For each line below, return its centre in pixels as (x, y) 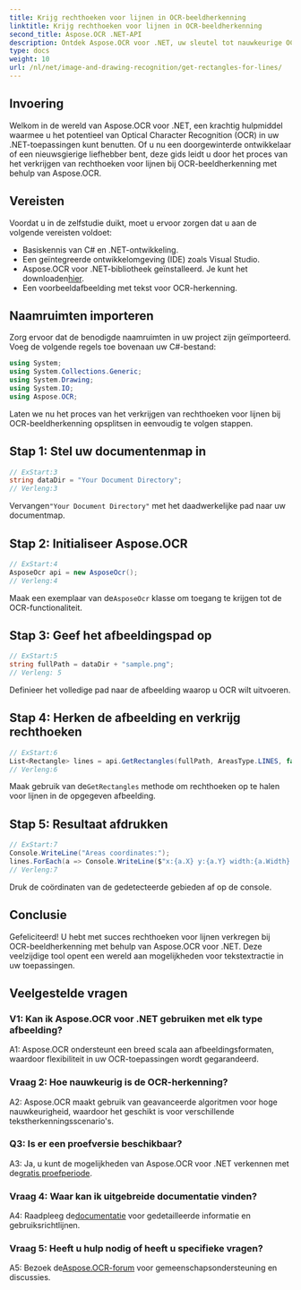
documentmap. (37, 515)
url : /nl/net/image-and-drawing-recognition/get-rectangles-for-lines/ (146, 68)
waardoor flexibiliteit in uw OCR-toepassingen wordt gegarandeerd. (134, 1059)
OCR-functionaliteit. (46, 607)
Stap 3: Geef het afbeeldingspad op (111, 636)
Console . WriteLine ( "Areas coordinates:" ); (90, 853)
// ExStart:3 (34, 472)
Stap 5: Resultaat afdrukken (89, 824)
